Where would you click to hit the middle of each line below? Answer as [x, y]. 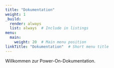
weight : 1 [16, 14]
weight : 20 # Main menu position [50, 42]
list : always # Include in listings [49, 28]
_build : [13, 19]
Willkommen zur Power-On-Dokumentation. [50, 61]
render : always [26, 24]
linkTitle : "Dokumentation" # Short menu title [57, 47]
